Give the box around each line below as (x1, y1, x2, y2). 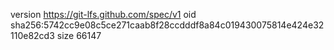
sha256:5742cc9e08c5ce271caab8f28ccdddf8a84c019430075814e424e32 (10, 19, 325, 31)
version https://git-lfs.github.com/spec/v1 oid (10, 9, 197, 20)
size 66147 (56, 30, 102, 41)
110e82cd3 (10, 30, 55, 41)
